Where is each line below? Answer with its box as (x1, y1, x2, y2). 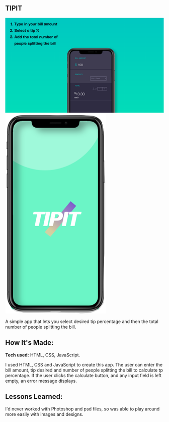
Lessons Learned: (5, 392, 63, 401)
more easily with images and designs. (5, 411, 83, 417)
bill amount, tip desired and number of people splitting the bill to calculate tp (5, 367, 163, 373)
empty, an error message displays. (5, 378, 77, 384)
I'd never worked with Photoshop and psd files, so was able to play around (5, 406, 160, 412)
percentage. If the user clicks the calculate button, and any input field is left (5, 372, 162, 378)
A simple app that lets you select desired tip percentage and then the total (5, 319, 158, 325)
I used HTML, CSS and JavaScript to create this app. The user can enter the (5, 361, 162, 367)
